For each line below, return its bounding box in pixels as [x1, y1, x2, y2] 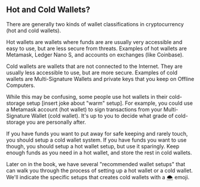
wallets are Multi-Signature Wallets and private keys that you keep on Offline [6, 75, 195, 82]
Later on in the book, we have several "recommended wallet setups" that [6, 160, 186, 167]
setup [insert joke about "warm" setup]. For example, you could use [26, 99, 193, 107]
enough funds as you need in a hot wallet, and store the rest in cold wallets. [6, 149, 192, 156]
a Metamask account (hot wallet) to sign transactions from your [6, 105, 162, 113]
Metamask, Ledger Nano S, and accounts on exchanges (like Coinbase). [6, 51, 184, 58]
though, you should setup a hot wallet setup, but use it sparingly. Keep [6, 142, 180, 149]
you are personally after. [26, 119, 87, 126]
